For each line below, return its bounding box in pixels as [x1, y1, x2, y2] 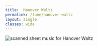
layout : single [5, 17, 37, 22]
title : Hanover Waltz [5, 7, 53, 13]
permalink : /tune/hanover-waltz [5, 12, 73, 17]
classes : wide [5, 21, 35, 27]
